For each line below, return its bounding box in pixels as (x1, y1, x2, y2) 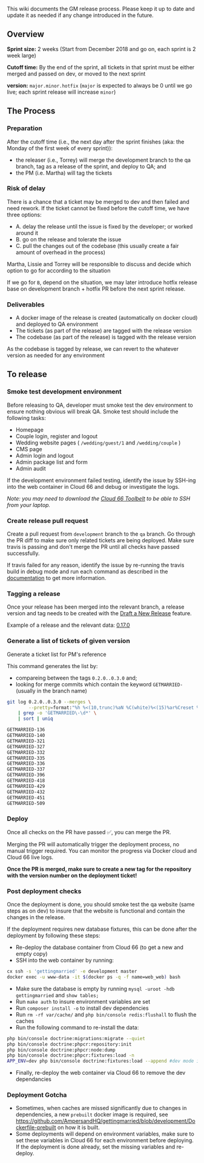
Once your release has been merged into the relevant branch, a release (7, 603, 185, 610)
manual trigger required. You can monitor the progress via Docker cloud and (7, 847, 197, 854)
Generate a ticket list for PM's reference (7, 651, 107, 658)
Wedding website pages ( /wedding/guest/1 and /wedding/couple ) (15, 439, 181, 446)
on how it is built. (57, 1124, 100, 1131)
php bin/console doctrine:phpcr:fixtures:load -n (7, 1052, 135, 1058)
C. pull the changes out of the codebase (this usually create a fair (15, 242, 179, 249)
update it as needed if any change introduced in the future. (7, 12, 154, 19)
